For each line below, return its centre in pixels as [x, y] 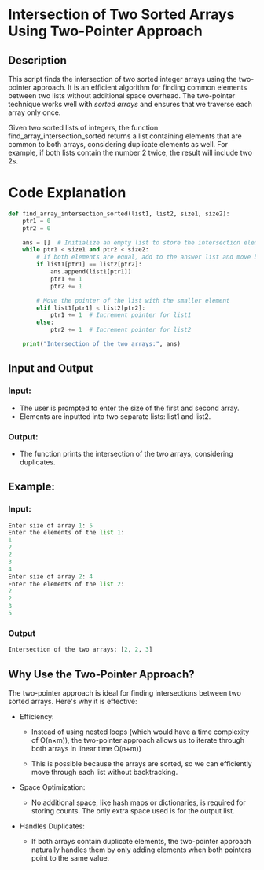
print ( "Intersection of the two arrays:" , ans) [101, 344]
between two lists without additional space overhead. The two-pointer [122, 95]
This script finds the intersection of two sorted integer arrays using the [123, 79]
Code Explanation [67, 193]
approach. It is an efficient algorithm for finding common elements [140, 87]
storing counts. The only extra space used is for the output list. [133, 810]
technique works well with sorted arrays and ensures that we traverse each [130, 104]
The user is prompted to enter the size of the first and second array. [129, 408]
